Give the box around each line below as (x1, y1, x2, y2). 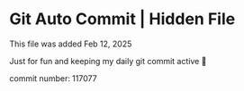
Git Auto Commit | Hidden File (9, 9, 236, 29)
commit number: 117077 (9, 72, 97, 84)
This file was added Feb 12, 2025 (9, 38, 132, 49)
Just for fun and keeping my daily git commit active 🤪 (9, 55, 207, 66)
